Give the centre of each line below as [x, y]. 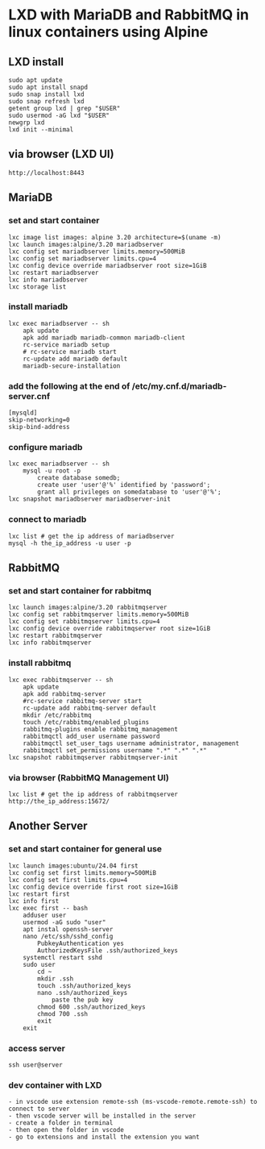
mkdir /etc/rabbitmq [57, 715]
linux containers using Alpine [108, 32]
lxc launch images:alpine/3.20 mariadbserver [86, 244]
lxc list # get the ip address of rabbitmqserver [93, 794]
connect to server [39, 1109]
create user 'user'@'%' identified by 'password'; [124, 485]
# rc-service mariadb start [70, 352]
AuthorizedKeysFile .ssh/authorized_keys [108, 950]
